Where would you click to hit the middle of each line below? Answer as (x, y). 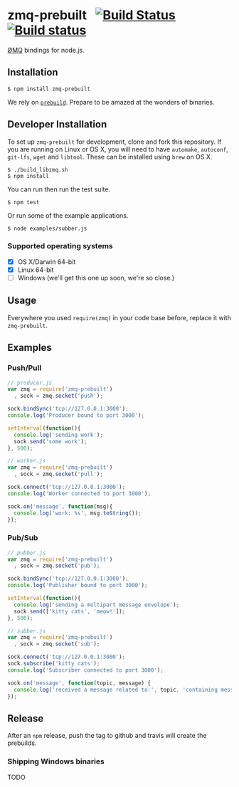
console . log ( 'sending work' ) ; (58, 435)
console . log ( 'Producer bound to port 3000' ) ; (76, 416)
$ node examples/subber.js (47, 228)
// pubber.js (27, 553)
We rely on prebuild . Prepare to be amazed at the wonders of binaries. (111, 102)
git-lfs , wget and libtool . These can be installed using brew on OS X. (110, 157)
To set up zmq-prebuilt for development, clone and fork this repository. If (115, 142)
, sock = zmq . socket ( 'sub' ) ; (57, 644)
